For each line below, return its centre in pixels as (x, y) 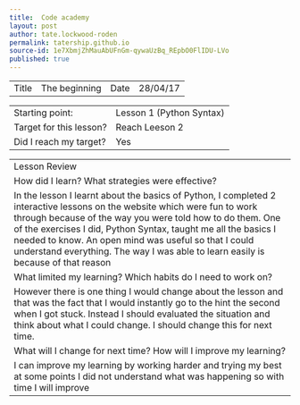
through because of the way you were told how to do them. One (147, 218)
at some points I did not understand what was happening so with (149, 376)
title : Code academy (50, 17)
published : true (39, 59)
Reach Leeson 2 (150, 127)
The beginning (71, 88)
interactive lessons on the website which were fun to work (136, 207)
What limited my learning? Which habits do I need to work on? (143, 277)
